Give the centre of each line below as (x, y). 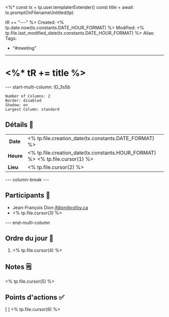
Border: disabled (23, 100)
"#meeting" (24, 48)
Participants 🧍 (28, 195)
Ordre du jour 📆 (29, 238)
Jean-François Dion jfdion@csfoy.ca (50, 207)
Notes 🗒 (18, 267)
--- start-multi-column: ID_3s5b (38, 87)
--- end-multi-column (28, 223)
